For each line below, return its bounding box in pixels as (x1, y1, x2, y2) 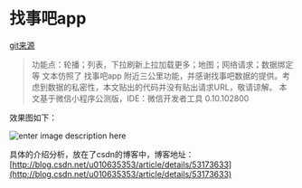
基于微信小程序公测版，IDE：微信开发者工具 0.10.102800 (39, 92, 250, 104)
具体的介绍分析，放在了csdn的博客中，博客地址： (9, 148, 194, 159)
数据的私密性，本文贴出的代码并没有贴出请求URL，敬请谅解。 (47, 81, 278, 92)
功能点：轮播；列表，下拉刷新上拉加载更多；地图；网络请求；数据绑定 (31, 59, 294, 70)
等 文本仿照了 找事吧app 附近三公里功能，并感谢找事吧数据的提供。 (31, 70, 283, 81)
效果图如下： (9, 112, 57, 123)
